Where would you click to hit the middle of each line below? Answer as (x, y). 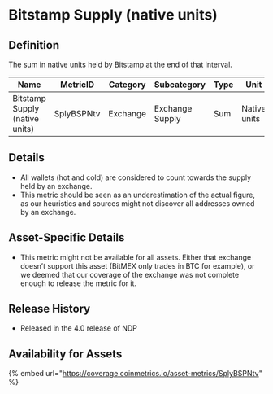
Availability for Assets (65, 354)
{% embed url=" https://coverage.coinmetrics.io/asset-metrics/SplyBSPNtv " (135, 374)
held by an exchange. (56, 186)
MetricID (78, 85)
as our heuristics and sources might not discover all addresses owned (137, 203)
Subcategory (180, 85)
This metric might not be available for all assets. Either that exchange (136, 257)
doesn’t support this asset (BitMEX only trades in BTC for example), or (137, 265)
